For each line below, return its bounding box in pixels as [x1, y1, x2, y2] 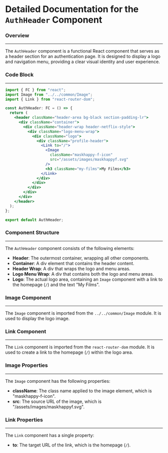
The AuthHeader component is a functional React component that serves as [5, 48, 159, 54]
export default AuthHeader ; [5, 217, 64, 222]
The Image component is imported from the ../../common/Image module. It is [5, 310, 161, 316]
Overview [5, 32, 29, 39]
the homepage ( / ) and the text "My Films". [12, 282, 100, 288]
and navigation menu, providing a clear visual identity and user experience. [5, 59, 160, 65]
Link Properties [5, 416, 43, 423]
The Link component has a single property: [5, 432, 94, 438]
